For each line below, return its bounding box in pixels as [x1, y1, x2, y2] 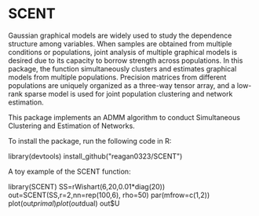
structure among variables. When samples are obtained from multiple [8, 38, 232, 48]
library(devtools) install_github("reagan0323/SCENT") [8, 151, 183, 161]
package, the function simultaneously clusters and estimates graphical [8, 64, 237, 73]
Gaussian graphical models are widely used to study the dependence [8, 31, 232, 40]
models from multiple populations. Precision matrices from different [8, 72, 227, 82]
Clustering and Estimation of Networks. [8, 121, 135, 130]
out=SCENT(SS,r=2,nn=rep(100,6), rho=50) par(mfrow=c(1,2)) [8, 190, 210, 200]
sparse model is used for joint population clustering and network [24, 89, 233, 98]
